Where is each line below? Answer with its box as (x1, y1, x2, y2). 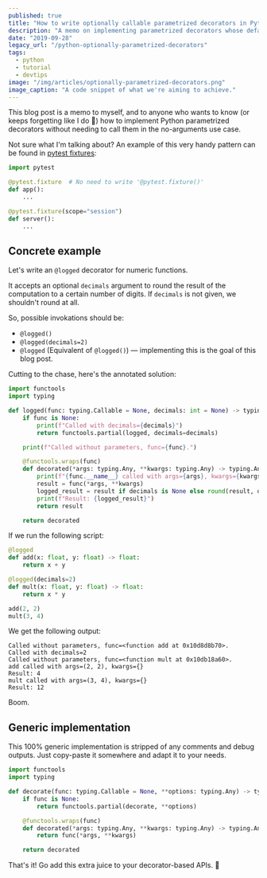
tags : (8, 49, 26, 57)
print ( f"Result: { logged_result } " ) (37, 495, 155, 503)
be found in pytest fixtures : (8, 148, 97, 158)
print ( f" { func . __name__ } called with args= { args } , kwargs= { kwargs (37, 472, 261, 480)
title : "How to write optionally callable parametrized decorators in (8, 19, 247, 27)
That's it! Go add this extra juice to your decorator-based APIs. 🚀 (8, 860, 220, 870)
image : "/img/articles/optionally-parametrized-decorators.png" (8, 78, 226, 86)
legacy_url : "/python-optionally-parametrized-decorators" (8, 41, 208, 49)
